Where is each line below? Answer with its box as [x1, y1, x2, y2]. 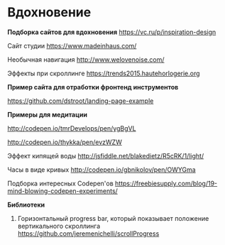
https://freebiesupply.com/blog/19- [114, 179, 218, 187]
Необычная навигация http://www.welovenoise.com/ [7, 55, 165, 64]
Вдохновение [7, 4, 92, 21]
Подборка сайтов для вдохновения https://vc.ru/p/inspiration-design [7, 28, 216, 36]
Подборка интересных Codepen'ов [7, 179, 114, 187]
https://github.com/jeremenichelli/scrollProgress [17, 229, 160, 238]
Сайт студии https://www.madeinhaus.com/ [7, 41, 137, 50]
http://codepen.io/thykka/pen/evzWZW [7, 138, 122, 146]
